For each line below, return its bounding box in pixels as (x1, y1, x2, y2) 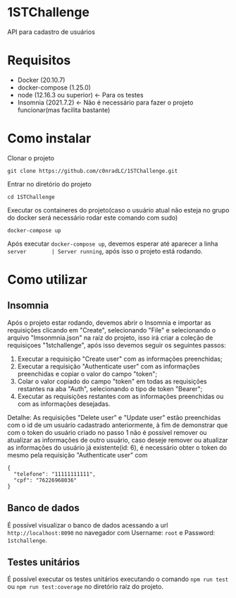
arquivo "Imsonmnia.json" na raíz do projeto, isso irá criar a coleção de (7, 333, 213, 342)
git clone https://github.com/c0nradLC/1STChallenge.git (7, 167, 178, 174)
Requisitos (7, 52, 71, 68)
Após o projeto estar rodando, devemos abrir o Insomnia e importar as (7, 318, 211, 327)
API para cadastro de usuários (7, 28, 95, 36)
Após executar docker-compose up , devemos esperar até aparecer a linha (7, 239, 218, 248)
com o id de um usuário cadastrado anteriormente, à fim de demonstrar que (7, 421, 228, 429)
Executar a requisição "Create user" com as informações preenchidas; (17, 354, 223, 363)
